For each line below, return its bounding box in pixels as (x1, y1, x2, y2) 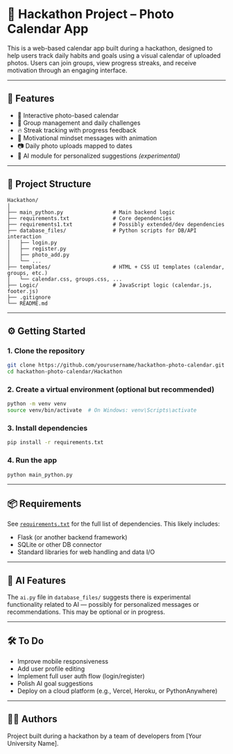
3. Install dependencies (7, 423, 88, 433)
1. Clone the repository (7, 346, 85, 355)
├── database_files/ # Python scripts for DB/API (7, 227, 197, 234)
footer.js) (7, 287, 39, 294)
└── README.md (7, 300, 49, 307)
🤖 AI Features (7, 574, 67, 586)
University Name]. (7, 739, 59, 747)
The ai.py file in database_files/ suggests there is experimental (7, 593, 191, 601)
